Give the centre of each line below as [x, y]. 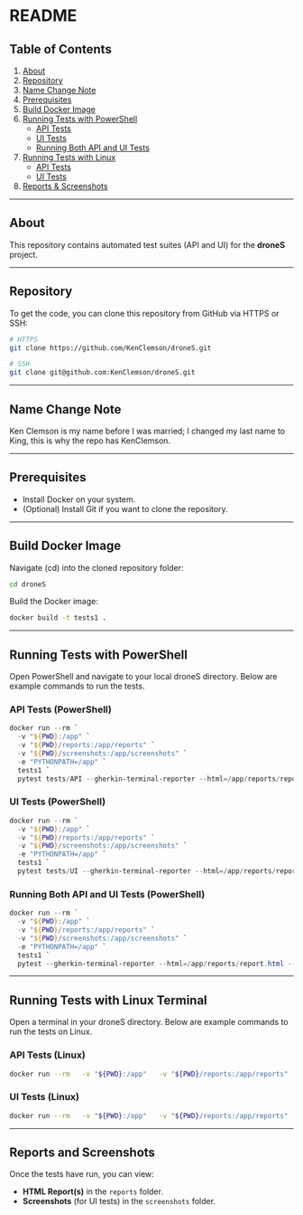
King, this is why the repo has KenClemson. [90, 441]
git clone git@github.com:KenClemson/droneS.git [102, 373]
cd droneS [28, 584]
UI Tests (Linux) [44, 1097]
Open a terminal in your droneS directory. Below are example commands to [149, 1022]
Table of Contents [61, 49]
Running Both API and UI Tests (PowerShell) [107, 894]
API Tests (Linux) [47, 1055]
